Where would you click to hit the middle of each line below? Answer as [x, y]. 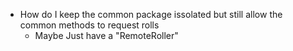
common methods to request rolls [89, 25]
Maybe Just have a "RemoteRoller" [106, 35]
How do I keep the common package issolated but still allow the [151, 14]
